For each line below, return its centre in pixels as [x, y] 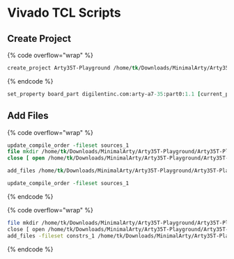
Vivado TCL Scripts [64, 13]
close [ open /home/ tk [40, 158]
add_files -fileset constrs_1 [51, 236]
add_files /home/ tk [36, 171]
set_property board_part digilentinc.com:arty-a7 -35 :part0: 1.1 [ [104, 94]
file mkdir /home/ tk [37, 152]
